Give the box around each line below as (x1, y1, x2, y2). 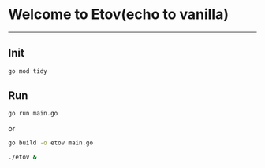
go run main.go (8, 110, 58, 118)
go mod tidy (8, 67, 47, 75)
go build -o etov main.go (8, 139, 93, 147)
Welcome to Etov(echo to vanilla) (8, 5, 230, 24)
